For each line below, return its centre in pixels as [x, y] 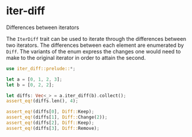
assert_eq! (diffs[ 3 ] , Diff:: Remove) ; [53, 128]
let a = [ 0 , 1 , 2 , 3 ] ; [34, 79]
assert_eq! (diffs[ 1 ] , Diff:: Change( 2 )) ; [57, 117]
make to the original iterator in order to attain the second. [76, 58]
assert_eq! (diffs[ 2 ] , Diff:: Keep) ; [50, 123]
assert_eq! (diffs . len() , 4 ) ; [42, 101]
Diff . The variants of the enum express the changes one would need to [94, 51]
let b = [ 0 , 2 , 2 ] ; [30, 85]
